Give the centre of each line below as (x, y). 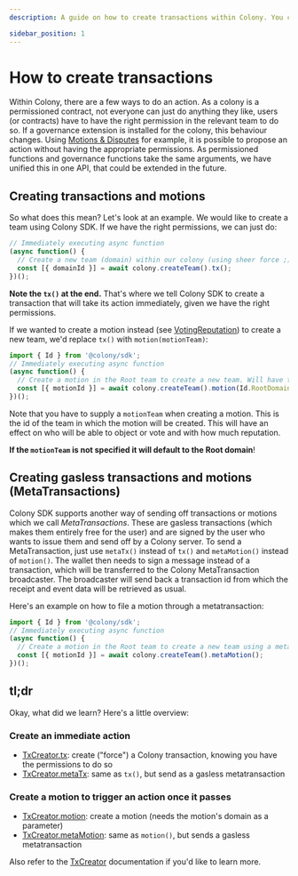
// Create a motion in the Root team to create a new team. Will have (150, 380)
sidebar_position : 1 (47, 33)
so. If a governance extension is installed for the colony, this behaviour (138, 131)
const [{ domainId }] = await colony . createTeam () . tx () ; (125, 268)
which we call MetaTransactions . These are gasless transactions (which (141, 522)
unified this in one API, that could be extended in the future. (118, 168)
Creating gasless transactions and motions (131, 478)
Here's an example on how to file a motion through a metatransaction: (137, 606)
